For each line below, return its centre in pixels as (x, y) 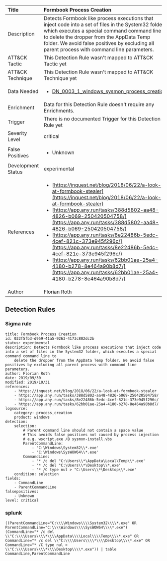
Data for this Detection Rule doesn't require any (99, 104)
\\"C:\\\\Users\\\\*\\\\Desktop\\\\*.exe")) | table (61, 549)
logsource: (16, 408)
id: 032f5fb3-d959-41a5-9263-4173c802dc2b (50, 338)
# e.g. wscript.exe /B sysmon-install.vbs (68, 439)
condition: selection (36, 474)
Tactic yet (55, 64)
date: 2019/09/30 (23, 378)
